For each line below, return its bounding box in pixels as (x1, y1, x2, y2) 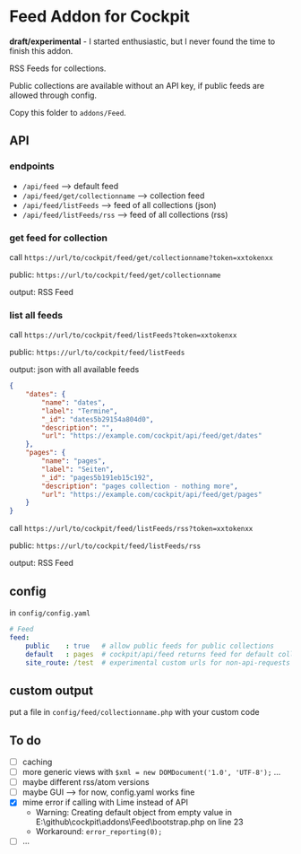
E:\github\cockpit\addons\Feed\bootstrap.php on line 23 (35, 816, 244, 827)
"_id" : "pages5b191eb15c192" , (41, 473, 154, 482)
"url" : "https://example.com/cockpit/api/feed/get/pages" (41, 490, 262, 499)
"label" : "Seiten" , (41, 465, 115, 474)
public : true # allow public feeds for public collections (25, 641, 275, 650)
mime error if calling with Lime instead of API (21, 797, 188, 808)
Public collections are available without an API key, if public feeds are (9, 80, 265, 91)
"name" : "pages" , (41, 457, 106, 466)
